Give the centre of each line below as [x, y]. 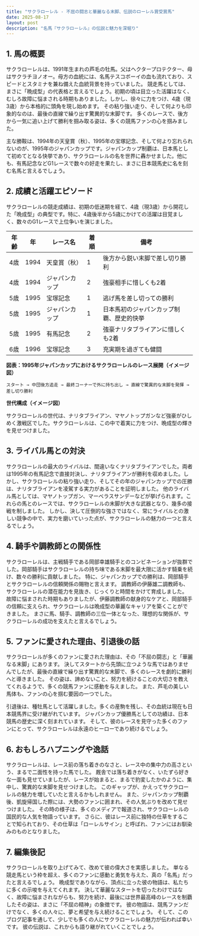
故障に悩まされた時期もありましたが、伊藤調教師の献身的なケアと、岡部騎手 [99, 599]
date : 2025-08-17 [28, 17]
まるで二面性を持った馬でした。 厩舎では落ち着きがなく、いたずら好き [103, 772]
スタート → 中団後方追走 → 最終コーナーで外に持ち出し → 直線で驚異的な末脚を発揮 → [98, 385]
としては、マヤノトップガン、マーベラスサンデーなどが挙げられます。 [101, 496]
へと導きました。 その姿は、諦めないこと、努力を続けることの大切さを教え [97, 679]
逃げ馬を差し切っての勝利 [138, 298]
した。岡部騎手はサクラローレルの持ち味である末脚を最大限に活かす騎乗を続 [99, 569]
